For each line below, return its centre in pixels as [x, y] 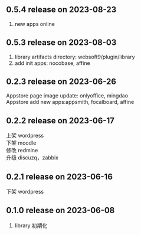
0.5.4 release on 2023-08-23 [61, 10]
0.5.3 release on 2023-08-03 [61, 43]
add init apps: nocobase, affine [52, 63]
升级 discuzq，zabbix [32, 158]
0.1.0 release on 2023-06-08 [60, 210]
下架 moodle [21, 143]
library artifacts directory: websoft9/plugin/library [75, 57]
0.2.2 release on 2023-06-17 [60, 120]
